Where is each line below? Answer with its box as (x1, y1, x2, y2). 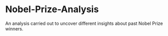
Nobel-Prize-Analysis (5, 4, 99, 15)
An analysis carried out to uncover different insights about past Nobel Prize (5, 20, 163, 26)
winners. (5, 25, 24, 31)
